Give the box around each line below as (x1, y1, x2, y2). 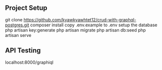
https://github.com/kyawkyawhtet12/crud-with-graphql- (23, 17, 137, 22)
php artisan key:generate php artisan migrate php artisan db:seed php (5, 27, 146, 33)
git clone (5, 17, 23, 22)
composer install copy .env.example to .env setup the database (30, 22, 158, 28)
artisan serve (5, 32, 32, 38)
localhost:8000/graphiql (5, 59, 54, 65)
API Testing (5, 46, 41, 55)
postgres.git (5, 22, 29, 28)
